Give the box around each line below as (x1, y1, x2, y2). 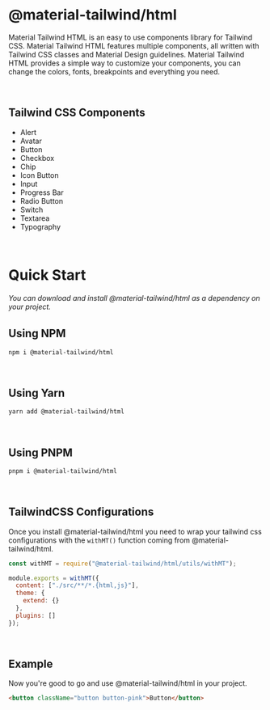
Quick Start (8, 265, 86, 284)
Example (8, 657, 53, 671)
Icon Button (19, 170, 59, 180)
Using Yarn (8, 386, 65, 399)
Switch (19, 205, 44, 214)
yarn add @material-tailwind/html (8, 408, 125, 416)
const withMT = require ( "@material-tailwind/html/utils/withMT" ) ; (8, 560, 237, 568)
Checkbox (19, 153, 55, 163)
